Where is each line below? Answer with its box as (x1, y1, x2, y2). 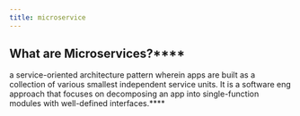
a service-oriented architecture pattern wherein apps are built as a (9, 70, 256, 80)
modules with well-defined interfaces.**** (9, 98, 166, 109)
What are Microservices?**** (9, 46, 186, 62)
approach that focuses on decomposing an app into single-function (9, 88, 260, 99)
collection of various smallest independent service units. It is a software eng (9, 79, 292, 90)
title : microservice (9, 12, 87, 22)
